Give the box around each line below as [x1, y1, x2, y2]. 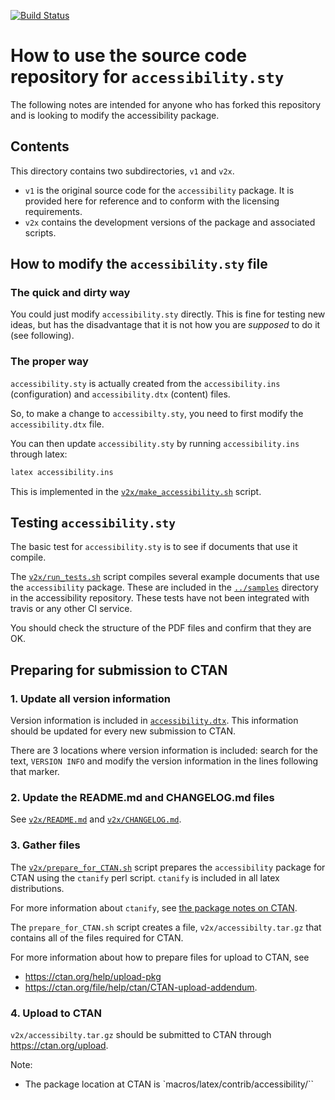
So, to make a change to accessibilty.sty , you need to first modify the [10, 407, 304, 419]
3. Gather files [10, 838, 81, 852]
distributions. [10, 882, 65, 894]
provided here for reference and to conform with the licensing [24, 195, 280, 207]
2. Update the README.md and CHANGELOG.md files [10, 791, 275, 805]
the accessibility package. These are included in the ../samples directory [10, 581, 319, 594]
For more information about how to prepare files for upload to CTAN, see [10, 951, 310, 963]
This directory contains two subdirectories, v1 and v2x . [10, 165, 235, 177]
